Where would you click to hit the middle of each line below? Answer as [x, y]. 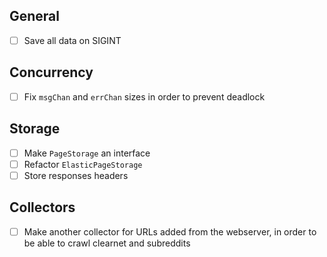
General [35, 16]
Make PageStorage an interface [87, 153]
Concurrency [51, 72]
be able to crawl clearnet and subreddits [107, 243]
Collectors [42, 207]
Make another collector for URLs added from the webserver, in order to [170, 231]
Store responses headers [76, 175]
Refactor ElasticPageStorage [83, 164]
